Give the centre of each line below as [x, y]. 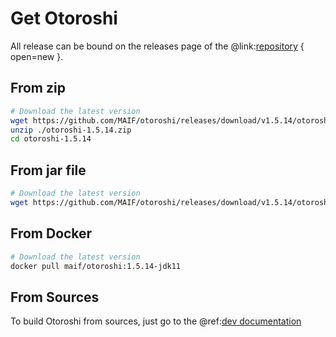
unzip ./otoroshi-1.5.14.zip [71, 130]
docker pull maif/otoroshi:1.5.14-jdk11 [96, 266]
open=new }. [37, 56]
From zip [38, 88]
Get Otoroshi [64, 18]
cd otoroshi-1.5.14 [51, 139]
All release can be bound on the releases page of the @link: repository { [157, 46]
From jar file [48, 170]
